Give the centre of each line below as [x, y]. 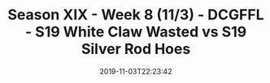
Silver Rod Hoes [136, 49]
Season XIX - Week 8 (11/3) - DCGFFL [136, 15]
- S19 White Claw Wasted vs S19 [136, 32]
